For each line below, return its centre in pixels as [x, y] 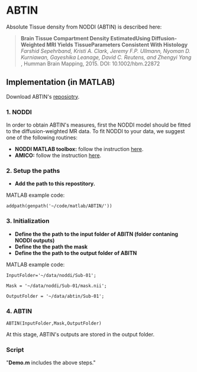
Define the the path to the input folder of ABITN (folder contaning [96, 234]
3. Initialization [28, 221]
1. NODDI [19, 112]
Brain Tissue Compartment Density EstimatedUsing [85, 38]
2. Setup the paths [33, 171]
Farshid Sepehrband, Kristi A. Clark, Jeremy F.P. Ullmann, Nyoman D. [105, 51]
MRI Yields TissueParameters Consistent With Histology [117, 45]
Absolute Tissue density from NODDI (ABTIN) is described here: [84, 27]
